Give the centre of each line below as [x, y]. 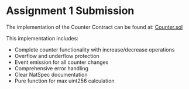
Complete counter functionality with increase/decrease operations [94, 49]
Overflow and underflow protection [57, 56]
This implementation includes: [42, 38]
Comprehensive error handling [51, 68]
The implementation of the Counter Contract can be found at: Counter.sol [94, 27]
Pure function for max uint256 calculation [65, 81]
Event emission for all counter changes [61, 62]
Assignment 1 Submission [70, 11]
